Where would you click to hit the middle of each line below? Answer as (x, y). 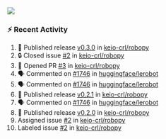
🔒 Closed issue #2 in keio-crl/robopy (71, 55)
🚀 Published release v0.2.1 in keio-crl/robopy (83, 94)
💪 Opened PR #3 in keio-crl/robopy (69, 66)
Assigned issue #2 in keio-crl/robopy (71, 121)
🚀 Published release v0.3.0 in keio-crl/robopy (83, 48)
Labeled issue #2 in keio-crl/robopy (70, 128)
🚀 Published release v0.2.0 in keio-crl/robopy (83, 113)
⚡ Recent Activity (38, 29)
